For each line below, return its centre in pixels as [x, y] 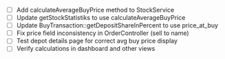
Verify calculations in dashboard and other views [86, 49]
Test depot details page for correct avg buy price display [97, 41]
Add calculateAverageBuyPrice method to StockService [95, 10]
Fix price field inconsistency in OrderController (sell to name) [103, 33]
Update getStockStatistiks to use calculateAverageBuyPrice [101, 18]
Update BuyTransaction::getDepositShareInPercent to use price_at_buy [117, 25]
